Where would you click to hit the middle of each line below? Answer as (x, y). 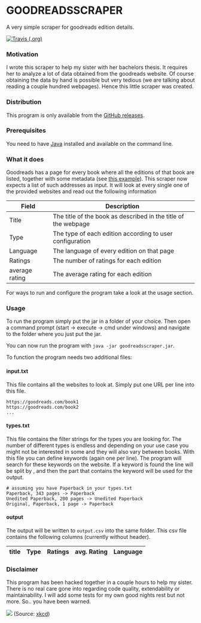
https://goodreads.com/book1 (42, 402)
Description (122, 206)
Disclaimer (22, 569)
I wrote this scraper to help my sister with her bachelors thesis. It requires (97, 67)
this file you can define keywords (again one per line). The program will (94, 458)
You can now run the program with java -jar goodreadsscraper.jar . (91, 346)
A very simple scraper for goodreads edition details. (70, 27)
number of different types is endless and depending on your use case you (98, 445)
